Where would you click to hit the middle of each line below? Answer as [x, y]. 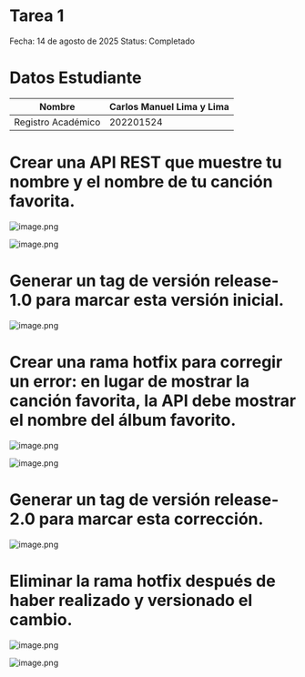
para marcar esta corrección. [151, 519]
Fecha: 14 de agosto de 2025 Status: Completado [102, 41]
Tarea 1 [37, 16]
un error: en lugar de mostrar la [130, 381]
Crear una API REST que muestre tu [146, 162]
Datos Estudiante [76, 78]
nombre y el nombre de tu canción [141, 182]
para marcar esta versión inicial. [160, 300]
